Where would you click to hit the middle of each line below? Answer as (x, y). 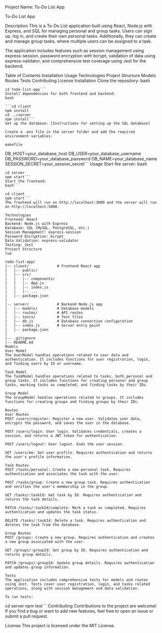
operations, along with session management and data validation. (72, 588)
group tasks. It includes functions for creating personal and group (77, 380)
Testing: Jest (19, 245)
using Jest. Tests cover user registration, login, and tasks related (78, 584)
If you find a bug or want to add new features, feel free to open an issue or (79, 611)
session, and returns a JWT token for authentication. (61, 436)
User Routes (17, 414)
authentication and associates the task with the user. (62, 474)
